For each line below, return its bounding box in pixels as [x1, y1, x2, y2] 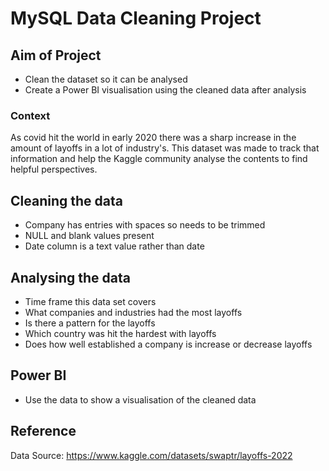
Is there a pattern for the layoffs [24, 317, 156, 329]
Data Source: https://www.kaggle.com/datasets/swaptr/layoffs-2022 [10, 449, 293, 461]
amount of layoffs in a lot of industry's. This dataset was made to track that [10, 142, 320, 154]
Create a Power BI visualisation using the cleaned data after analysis [24, 84, 307, 96]
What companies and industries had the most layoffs [24, 306, 243, 318]
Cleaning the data [10, 192, 123, 209]
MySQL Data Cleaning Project [10, 7, 262, 30]
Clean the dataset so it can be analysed [24, 73, 188, 85]
